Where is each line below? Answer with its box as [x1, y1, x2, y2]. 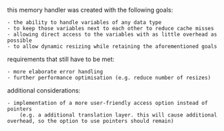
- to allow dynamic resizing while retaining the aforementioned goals [7, 43, 217, 50]
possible [7, 37, 32, 44]
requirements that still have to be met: [7, 55, 115, 63]
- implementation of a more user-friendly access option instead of [7, 99, 208, 106]
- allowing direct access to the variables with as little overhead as [7, 31, 217, 38]
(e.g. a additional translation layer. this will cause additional [19, 112, 217, 119]
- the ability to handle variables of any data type [7, 19, 162, 26]
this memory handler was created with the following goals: [7, 6, 174, 14]
